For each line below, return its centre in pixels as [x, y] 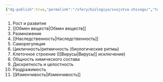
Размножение [27, 33]
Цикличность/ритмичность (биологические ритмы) [66, 49]
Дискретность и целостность [43, 64]
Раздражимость [29, 69]
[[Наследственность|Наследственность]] [55, 39]
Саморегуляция [29, 43]
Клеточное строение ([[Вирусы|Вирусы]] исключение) [69, 54]
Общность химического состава [46, 59]
